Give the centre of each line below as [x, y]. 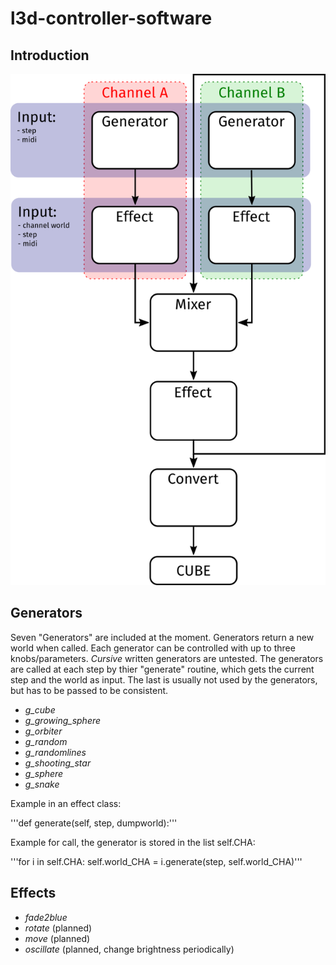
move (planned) [57, 938]
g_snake [42, 784]
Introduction [50, 55]
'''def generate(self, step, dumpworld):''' [94, 823]
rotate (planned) [58, 928]
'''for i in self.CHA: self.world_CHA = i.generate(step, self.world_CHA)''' [156, 861]
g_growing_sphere [63, 720]
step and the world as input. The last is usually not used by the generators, [164, 679]
